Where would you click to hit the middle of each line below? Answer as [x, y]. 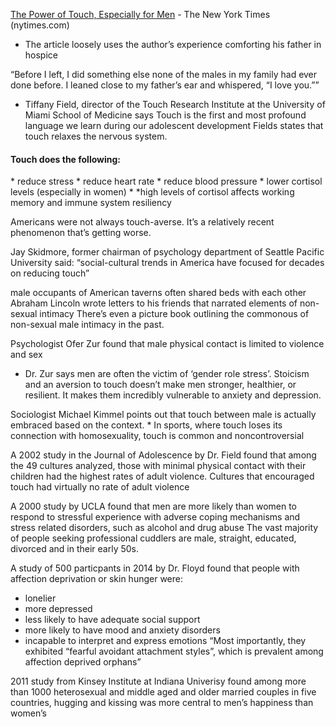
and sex [26, 355]
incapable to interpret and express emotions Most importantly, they [165, 641]
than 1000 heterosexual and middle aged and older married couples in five [163, 692]
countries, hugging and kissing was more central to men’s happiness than [162, 703]
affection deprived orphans [81, 662]
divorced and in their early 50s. [74, 549]
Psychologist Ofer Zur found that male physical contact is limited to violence [167, 344]
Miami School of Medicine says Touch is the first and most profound [165, 115]
